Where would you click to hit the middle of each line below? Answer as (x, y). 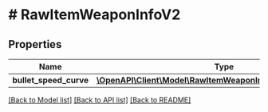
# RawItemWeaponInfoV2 (95, 15)
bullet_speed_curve (51, 80)
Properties (35, 44)
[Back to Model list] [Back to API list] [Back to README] (100, 100)
